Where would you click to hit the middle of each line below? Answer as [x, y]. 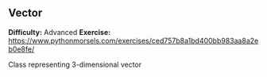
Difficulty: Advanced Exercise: [60, 32]
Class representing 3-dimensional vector [75, 64]
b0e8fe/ [21, 49]
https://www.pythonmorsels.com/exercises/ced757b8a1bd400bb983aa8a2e [133, 40]
